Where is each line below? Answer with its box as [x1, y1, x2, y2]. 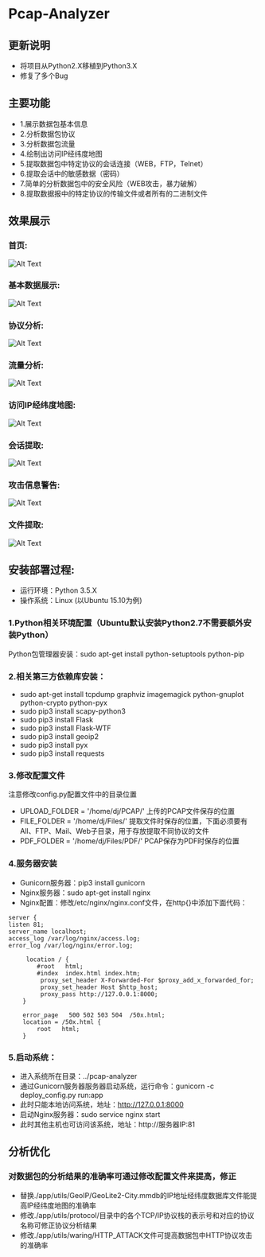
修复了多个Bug [19, 71, 68, 80]
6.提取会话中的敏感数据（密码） [19, 169, 125, 178]
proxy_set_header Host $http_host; [40, 983, 158, 991]
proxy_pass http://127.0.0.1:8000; [40, 990, 158, 998]
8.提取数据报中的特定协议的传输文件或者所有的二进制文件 [19, 189, 208, 198]
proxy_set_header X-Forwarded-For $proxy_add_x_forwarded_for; [40, 976, 255, 984]
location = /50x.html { [22, 1018, 102, 1026]
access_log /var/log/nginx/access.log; [8, 934, 141, 943]
